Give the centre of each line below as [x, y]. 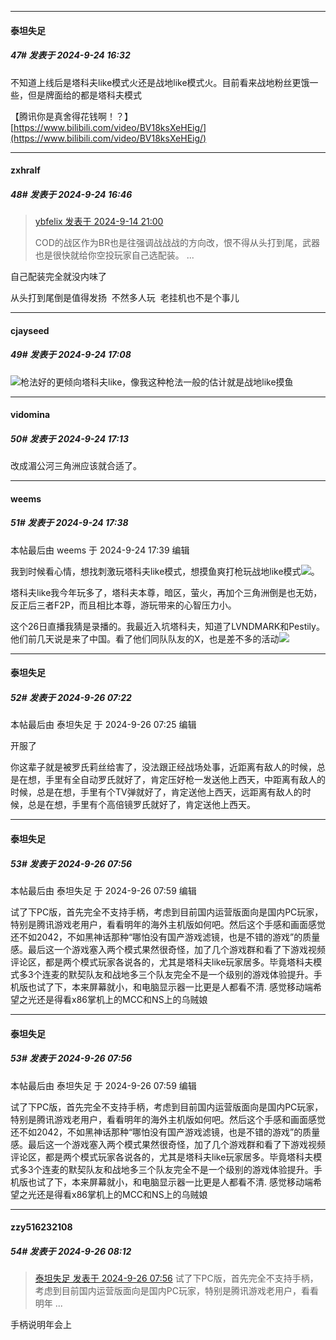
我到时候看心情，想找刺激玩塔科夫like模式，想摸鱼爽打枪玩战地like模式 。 [165, 571]
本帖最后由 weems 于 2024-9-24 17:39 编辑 [100, 550]
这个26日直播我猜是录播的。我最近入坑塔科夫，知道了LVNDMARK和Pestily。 [167, 626]
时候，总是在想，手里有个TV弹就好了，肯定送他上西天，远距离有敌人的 [156, 792]
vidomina [30, 415]
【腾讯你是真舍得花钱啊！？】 [71, 116]
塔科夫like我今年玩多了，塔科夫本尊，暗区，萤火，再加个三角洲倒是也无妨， [166, 592]
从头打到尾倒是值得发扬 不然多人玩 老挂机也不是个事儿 [125, 298]
